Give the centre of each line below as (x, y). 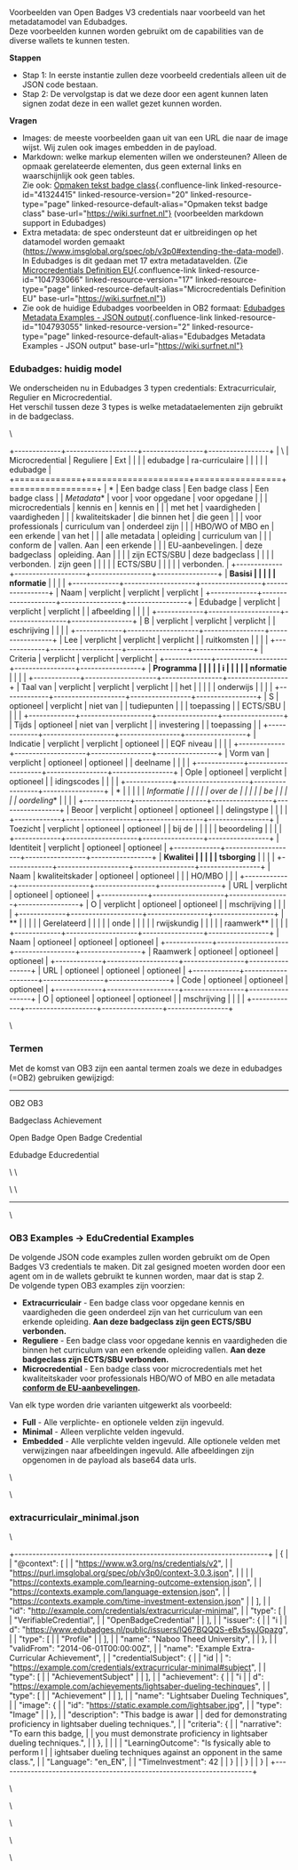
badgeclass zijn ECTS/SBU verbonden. (95, 1359)
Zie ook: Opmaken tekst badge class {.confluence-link (120, 185)
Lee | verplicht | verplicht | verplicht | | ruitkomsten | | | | (166, 640)
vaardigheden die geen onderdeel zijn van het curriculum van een (142, 1312)
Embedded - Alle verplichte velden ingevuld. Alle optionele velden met (151, 1441)
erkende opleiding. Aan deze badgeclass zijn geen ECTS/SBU (137, 1321)
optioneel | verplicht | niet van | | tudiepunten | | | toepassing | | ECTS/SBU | (148, 706)
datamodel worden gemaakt (74, 242)
